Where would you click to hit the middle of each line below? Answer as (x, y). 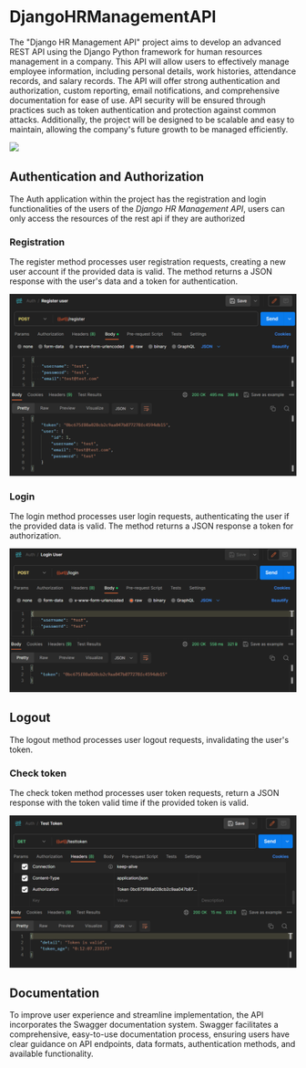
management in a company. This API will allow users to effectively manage (149, 61)
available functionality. (51, 1054)
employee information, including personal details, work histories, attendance (153, 71)
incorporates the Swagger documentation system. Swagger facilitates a (144, 1025)
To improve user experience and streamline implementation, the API (137, 1015)
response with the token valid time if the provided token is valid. (129, 802)
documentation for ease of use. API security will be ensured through (138, 100)
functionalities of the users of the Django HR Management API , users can (147, 208)
